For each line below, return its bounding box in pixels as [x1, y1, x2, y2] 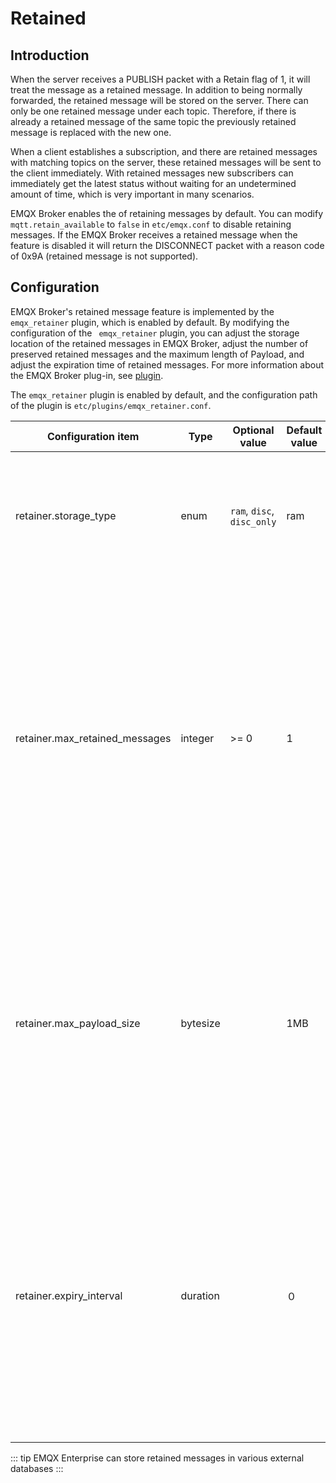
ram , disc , [229, 503, 275, 517]
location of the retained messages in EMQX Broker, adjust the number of [10, 337, 309, 349]
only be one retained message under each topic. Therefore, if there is [10, 105, 297, 117]
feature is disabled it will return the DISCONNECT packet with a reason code [10, 240, 325, 251]
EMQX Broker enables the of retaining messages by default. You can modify [10, 208, 324, 219]
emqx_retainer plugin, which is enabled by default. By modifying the [10, 316, 290, 328]
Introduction [10, 47, 90, 64]
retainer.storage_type [15, 508, 117, 522]
